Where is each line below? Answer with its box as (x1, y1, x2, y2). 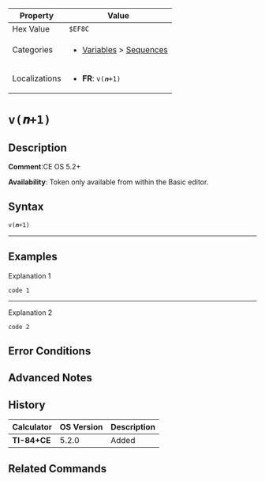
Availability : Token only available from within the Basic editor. (8, 177, 209, 187)
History (8, 398, 46, 411)
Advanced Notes (8, 371, 93, 384)
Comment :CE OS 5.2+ (8, 162, 81, 171)
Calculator (12, 422, 53, 433)
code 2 (8, 323, 30, 331)
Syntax (8, 200, 44, 214)
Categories (12, 44, 54, 55)
